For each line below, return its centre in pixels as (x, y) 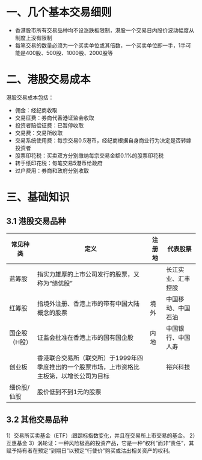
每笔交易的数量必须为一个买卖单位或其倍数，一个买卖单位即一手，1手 (100, 45)
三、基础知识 (38, 197)
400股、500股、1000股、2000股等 (69, 53)
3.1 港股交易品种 (36, 221)
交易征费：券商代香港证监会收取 (54, 118)
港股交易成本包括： (30, 97)
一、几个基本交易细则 (59, 12)
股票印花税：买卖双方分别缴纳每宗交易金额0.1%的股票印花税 (89, 155)
